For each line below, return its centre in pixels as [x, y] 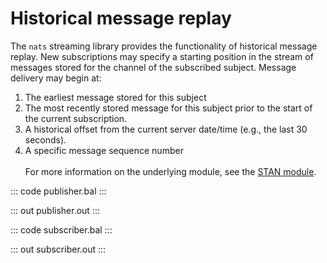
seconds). [45, 139]
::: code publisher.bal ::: [58, 191]
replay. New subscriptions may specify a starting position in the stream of [162, 56]
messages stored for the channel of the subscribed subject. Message [153, 67]
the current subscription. [76, 118]
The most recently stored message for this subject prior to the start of [168, 108]
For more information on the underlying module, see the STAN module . [170, 171]
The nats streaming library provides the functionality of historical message [164, 46]
